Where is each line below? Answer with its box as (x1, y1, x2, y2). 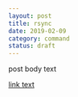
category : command (8, 34, 70, 43)
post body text (8, 64, 57, 74)
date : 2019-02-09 (8, 27, 67, 35)
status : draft (8, 42, 56, 50)
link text (8, 80, 35, 90)
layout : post (8, 11, 52, 20)
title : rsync (8, 19, 52, 27)
